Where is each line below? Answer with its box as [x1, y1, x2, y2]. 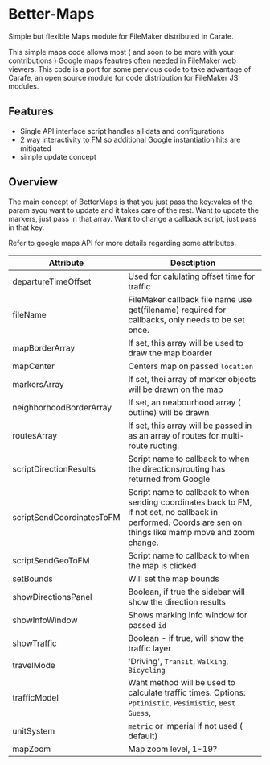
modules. [8, 81, 39, 91]
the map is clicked [128, 559, 197, 571]
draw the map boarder [128, 347, 213, 359]
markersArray [12, 378, 64, 389]
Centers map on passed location [128, 360, 254, 372]
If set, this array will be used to [128, 337, 243, 348]
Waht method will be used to [128, 676, 235, 688]
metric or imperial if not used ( [128, 720, 243, 731]
